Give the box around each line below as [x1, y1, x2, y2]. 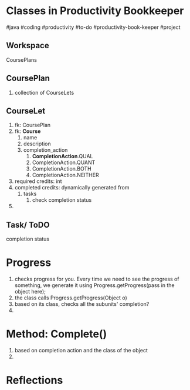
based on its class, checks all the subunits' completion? [14, 301, 150, 308]
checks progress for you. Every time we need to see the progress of [14, 275, 180, 283]
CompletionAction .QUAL [32, 153, 93, 160]
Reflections [6, 374, 63, 387]
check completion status [32, 196, 92, 204]
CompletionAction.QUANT [32, 159, 96, 166]
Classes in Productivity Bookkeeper [6, 4, 184, 18]
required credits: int [14, 178, 63, 185]
